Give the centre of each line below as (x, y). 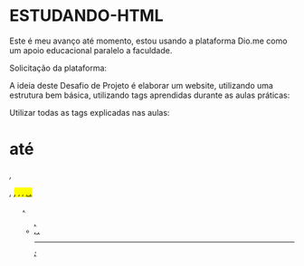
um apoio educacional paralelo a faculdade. (91, 50)
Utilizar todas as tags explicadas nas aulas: (90, 112)
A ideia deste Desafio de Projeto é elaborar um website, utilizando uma (142, 85)
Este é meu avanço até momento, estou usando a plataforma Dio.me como (148, 41)
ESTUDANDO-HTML (87, 16)
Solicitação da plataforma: (58, 68)
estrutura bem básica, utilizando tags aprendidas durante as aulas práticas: (150, 95)
